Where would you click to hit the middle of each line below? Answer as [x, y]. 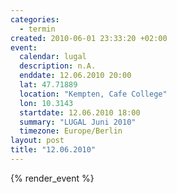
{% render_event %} [52, 178]
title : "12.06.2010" [53, 150]
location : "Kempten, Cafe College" [93, 94]
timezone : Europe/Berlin [71, 131]
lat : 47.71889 [48, 85]
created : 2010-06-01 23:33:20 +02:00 [89, 38]
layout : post [37, 141]
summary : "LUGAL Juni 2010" [78, 122]
